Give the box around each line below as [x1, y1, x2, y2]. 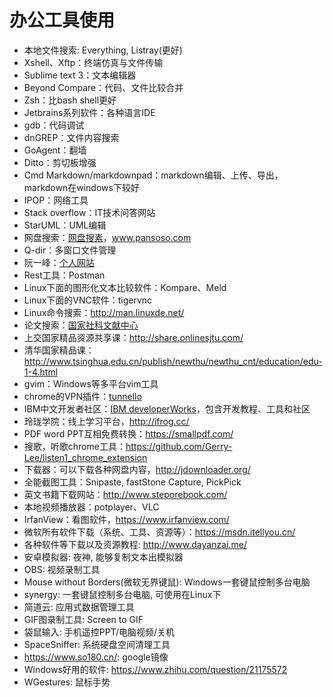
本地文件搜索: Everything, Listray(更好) [23, 44, 183, 56]
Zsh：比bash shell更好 [23, 94, 117, 106]
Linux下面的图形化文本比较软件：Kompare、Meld [23, 281, 227, 293]
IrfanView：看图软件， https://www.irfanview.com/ [23, 513, 230, 525]
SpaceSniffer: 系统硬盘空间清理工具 [23, 638, 171, 650]
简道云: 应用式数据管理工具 [23, 601, 135, 613]
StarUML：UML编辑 [23, 219, 107, 231]
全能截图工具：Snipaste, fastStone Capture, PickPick [23, 476, 242, 488]
